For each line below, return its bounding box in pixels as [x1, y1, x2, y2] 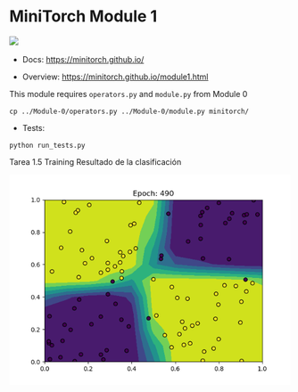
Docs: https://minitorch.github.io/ [21, 53, 145, 64]
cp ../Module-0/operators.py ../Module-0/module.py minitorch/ [9, 107, 250, 116]
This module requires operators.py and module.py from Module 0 [9, 88, 248, 99]
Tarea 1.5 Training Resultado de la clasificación [9, 156, 182, 167]
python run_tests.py [9, 141, 87, 150]
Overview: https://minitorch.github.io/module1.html [21, 71, 209, 82]
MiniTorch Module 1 [9, 6, 158, 27]
